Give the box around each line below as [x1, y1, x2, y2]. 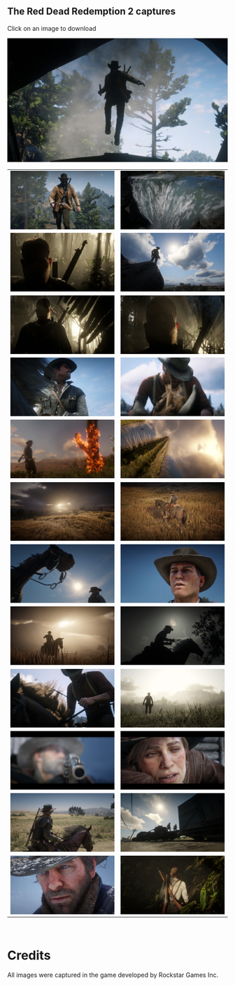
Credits [7, 948, 51, 964]
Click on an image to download [7, 24, 97, 32]
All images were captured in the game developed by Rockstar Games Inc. [7, 971, 219, 979]
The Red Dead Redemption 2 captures [7, 6, 176, 17]
